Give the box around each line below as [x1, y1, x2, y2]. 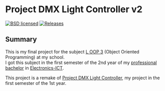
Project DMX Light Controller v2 [5, 4, 143, 15]
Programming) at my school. [5, 54, 65, 60]
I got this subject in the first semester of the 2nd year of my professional [5, 59, 157, 66]
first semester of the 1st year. [5, 80, 67, 86]
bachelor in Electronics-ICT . [5, 65, 64, 71]
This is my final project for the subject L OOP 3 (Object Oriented [5, 48, 140, 54]
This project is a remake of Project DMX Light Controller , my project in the [5, 75, 160, 81]
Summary [5, 35, 37, 44]
